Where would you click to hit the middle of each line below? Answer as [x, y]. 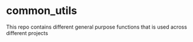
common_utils [42, 11]
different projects [27, 33]
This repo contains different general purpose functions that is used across [97, 27]
